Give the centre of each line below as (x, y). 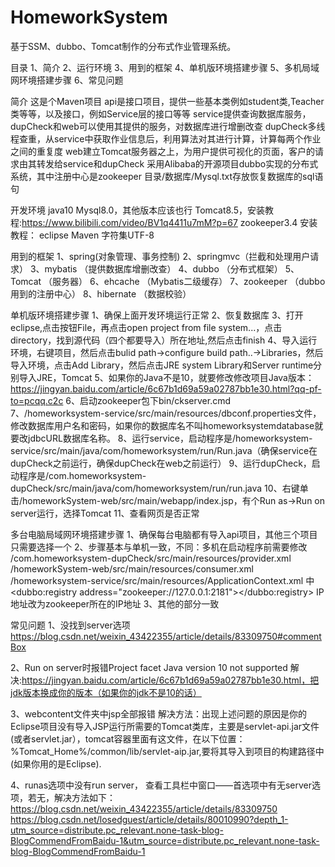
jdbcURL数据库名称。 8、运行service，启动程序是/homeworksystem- (170, 438)
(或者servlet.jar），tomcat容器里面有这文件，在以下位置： (128, 738)
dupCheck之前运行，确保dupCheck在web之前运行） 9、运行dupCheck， (161, 463)
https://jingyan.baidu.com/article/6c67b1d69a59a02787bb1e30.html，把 (170, 680)
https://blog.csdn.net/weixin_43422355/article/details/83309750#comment (166, 636)
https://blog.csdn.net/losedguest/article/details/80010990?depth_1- (149, 819)
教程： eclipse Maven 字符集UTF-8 (82, 235)
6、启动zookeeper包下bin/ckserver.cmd (148, 400)
